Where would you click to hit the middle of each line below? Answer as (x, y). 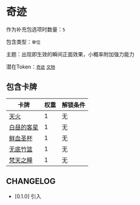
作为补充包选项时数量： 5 (36, 29)
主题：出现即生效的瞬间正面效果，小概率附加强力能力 (70, 54)
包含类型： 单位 (23, 42)
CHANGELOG (31, 181)
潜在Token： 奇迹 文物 (31, 66)
